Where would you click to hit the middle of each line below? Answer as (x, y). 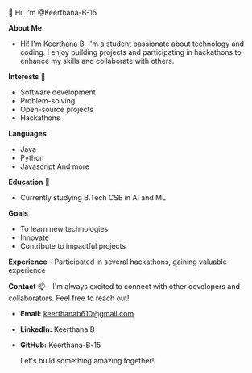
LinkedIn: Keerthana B (57, 329)
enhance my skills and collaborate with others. (97, 61)
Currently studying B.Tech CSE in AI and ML (93, 197)
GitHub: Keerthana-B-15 (60, 345)
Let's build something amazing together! (87, 360)
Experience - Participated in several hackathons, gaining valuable (118, 262)
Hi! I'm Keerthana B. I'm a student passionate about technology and (132, 44)
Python (32, 158)
